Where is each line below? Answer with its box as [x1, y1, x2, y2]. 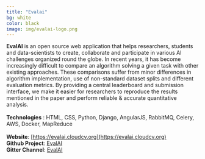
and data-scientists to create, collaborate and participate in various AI [6, 49, 182, 57]
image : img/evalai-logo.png [6, 26, 78, 32]
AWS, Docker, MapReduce [6, 120, 73, 128]
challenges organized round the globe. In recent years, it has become [6, 55, 181, 63]
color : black [6, 20, 40, 26]
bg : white [6, 15, 32, 21]
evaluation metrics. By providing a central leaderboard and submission [6, 82, 184, 89]
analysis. [6, 101, 29, 108]
